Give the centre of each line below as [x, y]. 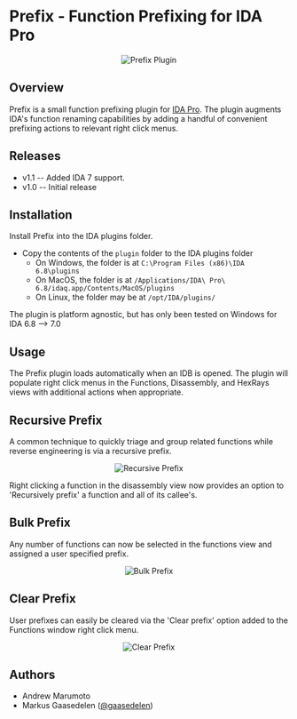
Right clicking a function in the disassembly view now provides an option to [147, 485]
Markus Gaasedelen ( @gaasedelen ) [87, 706]
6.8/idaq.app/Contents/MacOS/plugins [105, 289]
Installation [41, 215]
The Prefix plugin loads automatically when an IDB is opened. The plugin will [148, 373]
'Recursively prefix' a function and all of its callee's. [103, 495]
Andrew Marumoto [56, 696]
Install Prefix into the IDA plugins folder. [81, 236]
